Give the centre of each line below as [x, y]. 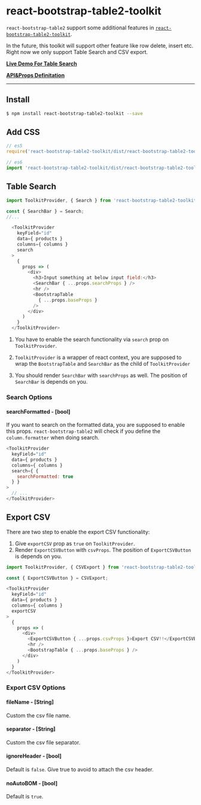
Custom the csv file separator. [43, 742]
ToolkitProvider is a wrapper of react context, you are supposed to [98, 357]
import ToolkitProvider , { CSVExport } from [63, 567]
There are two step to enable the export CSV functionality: [78, 532]
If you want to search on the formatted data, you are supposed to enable [96, 425]
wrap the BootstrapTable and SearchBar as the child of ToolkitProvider [102, 364]
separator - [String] [31, 729]
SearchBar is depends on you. [51, 382]
